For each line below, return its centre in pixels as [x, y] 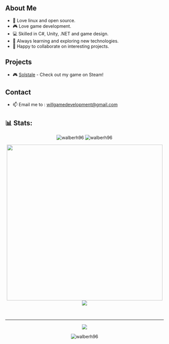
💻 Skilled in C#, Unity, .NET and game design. [61, 33]
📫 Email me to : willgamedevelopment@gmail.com [65, 105]
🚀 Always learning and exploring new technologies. [66, 41]
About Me [21, 8]
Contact [18, 92]
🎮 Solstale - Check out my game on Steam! [58, 75]
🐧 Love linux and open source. [44, 20]
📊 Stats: [19, 123]
